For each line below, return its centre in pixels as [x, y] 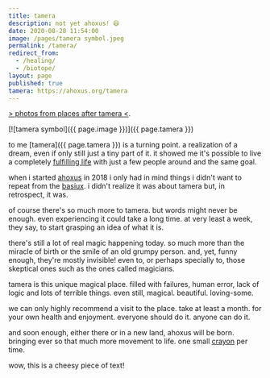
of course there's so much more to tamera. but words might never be [123, 210]
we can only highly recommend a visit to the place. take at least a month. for [135, 309]
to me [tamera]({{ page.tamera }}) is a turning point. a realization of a [123, 145]
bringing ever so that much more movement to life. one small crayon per [128, 341]
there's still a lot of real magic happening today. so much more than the [127, 243]
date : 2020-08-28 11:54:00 [54, 31]
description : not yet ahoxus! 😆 [64, 23]
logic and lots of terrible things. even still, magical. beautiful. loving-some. [131, 293]
